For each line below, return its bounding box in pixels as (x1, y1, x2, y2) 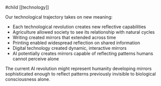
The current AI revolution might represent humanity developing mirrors (5, 65, 152, 71)
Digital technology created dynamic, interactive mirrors (12, 45, 127, 51)
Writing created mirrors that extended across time (12, 35, 116, 40)
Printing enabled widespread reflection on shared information (12, 40, 140, 46)
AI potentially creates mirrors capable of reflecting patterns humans (12, 50, 153, 56)
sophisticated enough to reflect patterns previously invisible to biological (5, 71, 156, 77)
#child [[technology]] (5, 5, 49, 10)
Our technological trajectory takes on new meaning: (5, 14, 113, 20)
